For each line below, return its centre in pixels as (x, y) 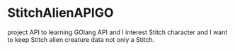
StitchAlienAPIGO (61, 13)
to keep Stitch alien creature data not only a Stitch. (81, 39)
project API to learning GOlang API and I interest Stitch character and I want (117, 32)
